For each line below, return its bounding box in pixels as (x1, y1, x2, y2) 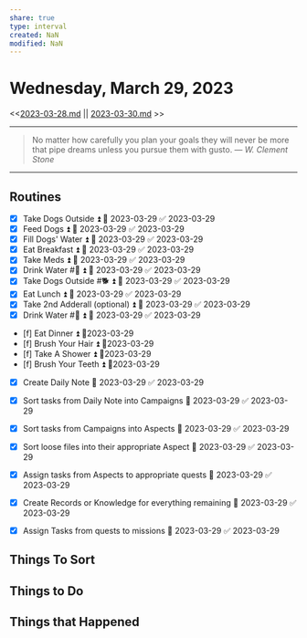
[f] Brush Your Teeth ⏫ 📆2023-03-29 (22, 358, 160, 370)
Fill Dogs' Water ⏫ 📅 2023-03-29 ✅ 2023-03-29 (22, 234, 204, 245)
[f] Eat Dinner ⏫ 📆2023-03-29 (22, 328, 134, 339)
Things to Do (9, 583, 84, 599)
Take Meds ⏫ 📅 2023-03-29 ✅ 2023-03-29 (22, 255, 185, 266)
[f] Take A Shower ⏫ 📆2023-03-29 (22, 348, 152, 359)
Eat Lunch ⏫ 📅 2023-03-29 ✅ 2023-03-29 (22, 288, 182, 299)
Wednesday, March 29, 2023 (9, 78, 235, 99)
